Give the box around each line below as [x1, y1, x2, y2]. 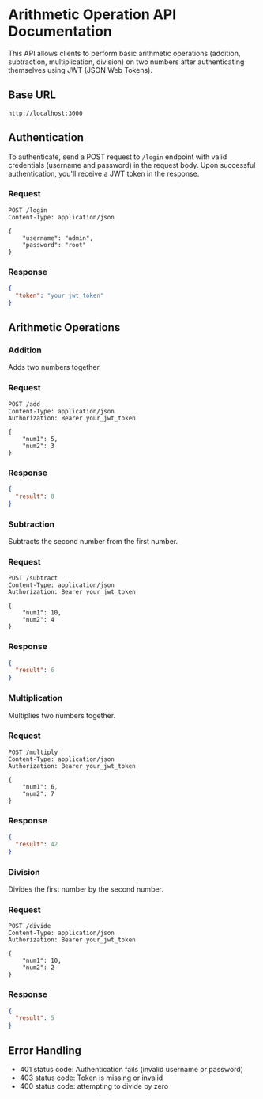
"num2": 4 [22, 616, 55, 624]
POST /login [8, 206, 47, 215]
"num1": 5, [22, 435, 58, 443]
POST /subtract [8, 574, 58, 583]
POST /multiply [8, 748, 58, 756]
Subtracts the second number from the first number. [8, 536, 178, 546]
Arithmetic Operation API [8, 6, 177, 24]
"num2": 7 [22, 789, 55, 797]
